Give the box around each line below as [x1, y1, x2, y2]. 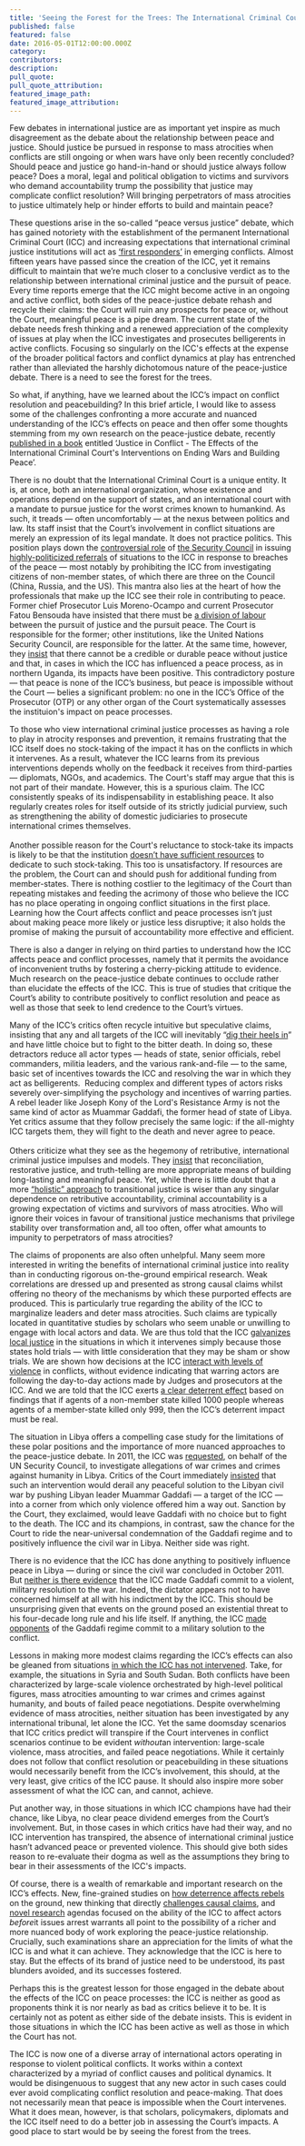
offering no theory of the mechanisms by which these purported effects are [9, 1288, 292, 1299]
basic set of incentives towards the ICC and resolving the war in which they [9, 1068, 292, 1079]
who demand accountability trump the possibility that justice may [9, 181, 253, 192]
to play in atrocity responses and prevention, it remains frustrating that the [9, 733, 288, 745]
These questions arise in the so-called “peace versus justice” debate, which [9, 217, 294, 228]
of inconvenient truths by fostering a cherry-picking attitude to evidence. [9, 964, 282, 975]
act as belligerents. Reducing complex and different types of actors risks [9, 1078, 283, 1088]
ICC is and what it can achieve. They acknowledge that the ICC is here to [9, 1946, 282, 1957]
